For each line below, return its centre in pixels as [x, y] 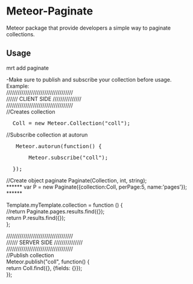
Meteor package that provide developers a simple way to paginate [88, 28]
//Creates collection [31, 111]
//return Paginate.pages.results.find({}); [55, 211]
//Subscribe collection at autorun [47, 135]
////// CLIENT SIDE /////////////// [44, 98]
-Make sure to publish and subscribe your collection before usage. [89, 79]
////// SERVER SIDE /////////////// [45, 242]
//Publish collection [30, 255]
